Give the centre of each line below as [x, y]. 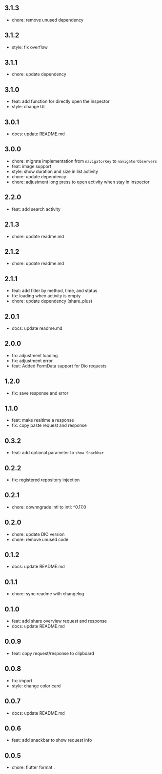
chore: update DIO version [38, 534]
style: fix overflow [30, 47]
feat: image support [31, 166]
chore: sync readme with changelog [48, 594]
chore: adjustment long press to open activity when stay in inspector [81, 182]
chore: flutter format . [33, 767]
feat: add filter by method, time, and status [54, 290]
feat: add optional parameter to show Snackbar [58, 453]
